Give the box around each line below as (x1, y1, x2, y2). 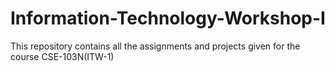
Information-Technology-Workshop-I (10, 7, 326, 30)
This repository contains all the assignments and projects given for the (10, 40, 301, 52)
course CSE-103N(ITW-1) (10, 50, 115, 62)
